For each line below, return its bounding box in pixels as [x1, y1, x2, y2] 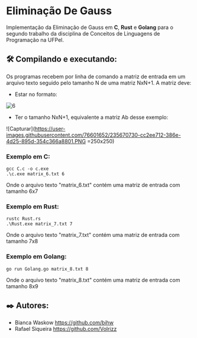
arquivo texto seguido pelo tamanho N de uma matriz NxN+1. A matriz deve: [6, 79, 192, 86]
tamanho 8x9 [6, 282, 38, 289]
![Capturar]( [6, 125, 35, 132]
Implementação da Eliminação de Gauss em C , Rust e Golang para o [6, 24, 173, 31]
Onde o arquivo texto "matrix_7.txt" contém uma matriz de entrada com [6, 231, 180, 239]
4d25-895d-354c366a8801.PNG [6, 137, 86, 144]
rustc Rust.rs [6, 216, 41, 222]
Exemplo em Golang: [6, 253, 67, 261]
